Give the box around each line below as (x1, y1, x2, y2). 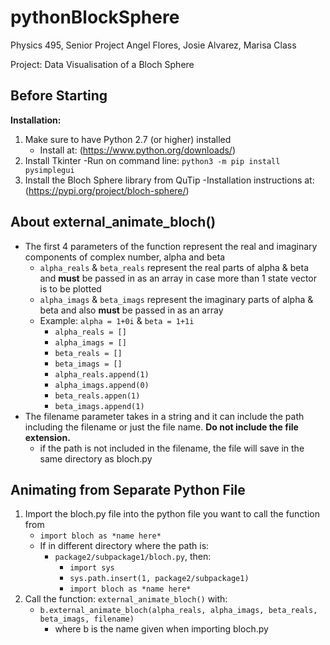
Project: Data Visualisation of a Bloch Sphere (10, 58, 195, 70)
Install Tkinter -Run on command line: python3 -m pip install (24, 154, 281, 166)
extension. (24, 431, 71, 443)
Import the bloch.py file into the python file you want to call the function (24, 508, 321, 520)
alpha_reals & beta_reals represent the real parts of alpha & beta (39, 261, 310, 273)
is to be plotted (39, 282, 102, 295)
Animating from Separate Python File (10, 481, 246, 498)
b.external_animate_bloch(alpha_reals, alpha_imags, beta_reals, (39, 606, 318, 616)
